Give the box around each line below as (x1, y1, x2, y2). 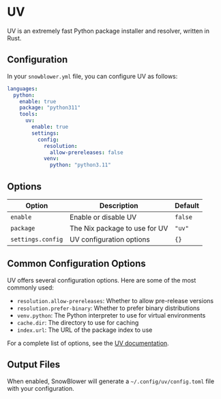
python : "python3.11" (50, 162, 111, 168)
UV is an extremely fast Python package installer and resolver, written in (7, 27, 210, 35)
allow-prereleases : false (50, 149, 124, 156)
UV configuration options (69, 234, 150, 244)
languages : (7, 85, 38, 92)
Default (175, 201, 200, 210)
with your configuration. (7, 384, 75, 392)
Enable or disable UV (69, 212, 137, 222)
